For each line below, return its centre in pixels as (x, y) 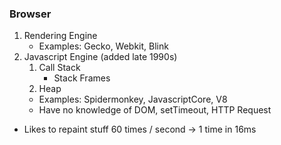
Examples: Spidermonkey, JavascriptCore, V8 (133, 99)
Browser (30, 14)
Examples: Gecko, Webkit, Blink (103, 46)
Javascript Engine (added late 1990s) (100, 57)
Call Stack (59, 68)
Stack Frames (82, 78)
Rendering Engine (60, 36)
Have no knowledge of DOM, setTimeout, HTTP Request (155, 110)
